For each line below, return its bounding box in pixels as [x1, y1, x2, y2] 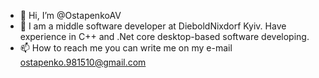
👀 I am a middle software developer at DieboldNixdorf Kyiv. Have [19, 20, 287, 32]
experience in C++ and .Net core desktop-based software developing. [19, 31, 310, 42]
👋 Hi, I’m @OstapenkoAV [19, 10, 122, 21]
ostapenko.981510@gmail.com [19, 56, 147, 68]
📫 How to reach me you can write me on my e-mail [19, 42, 233, 54]
